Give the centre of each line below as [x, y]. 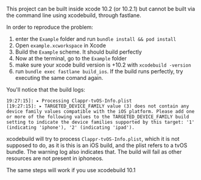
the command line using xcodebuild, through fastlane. [74, 15]
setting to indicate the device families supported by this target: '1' [100, 122]
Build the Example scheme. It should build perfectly [78, 52]
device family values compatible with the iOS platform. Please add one [100, 112]
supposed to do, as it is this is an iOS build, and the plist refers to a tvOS [97, 145]
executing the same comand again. [59, 78]
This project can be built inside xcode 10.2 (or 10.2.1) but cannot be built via [101, 9]
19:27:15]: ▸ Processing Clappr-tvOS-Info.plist [69, 101]
